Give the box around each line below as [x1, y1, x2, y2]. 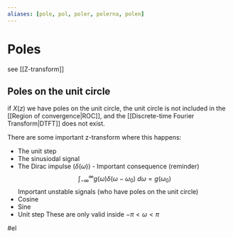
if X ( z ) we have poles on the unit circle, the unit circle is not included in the [7, 104, 226, 113]
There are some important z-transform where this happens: [7, 133, 182, 142]
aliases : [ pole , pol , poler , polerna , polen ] [7, 10, 144, 18]
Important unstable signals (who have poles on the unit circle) [17, 187, 199, 196]
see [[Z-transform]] [7, 65, 65, 73]
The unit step [17, 147, 57, 155]
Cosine [17, 195, 39, 203]
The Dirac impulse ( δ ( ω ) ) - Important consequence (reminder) [17, 162, 200, 171]
